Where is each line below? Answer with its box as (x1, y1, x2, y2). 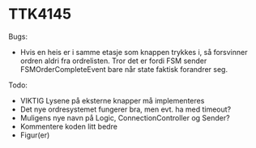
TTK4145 (8, 5, 71, 23)
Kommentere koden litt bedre (19, 121, 117, 131)
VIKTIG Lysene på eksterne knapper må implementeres (19, 95, 205, 105)
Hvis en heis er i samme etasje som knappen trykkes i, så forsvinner (19, 47, 248, 57)
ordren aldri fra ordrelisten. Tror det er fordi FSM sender (19, 56, 207, 66)
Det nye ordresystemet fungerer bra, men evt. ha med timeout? (19, 104, 232, 114)
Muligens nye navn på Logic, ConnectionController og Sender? (19, 112, 230, 122)
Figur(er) (19, 130, 50, 140)
